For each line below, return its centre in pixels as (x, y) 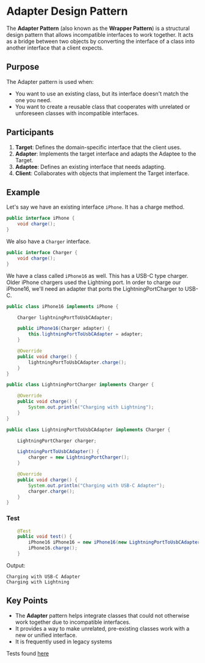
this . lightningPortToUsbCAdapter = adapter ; (86, 334)
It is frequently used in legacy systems (63, 642)
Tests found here (28, 653)
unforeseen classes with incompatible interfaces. (77, 113)
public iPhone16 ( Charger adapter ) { (64, 329)
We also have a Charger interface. (49, 241)
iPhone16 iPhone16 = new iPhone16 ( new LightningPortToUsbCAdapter (114, 542)
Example (23, 192)
